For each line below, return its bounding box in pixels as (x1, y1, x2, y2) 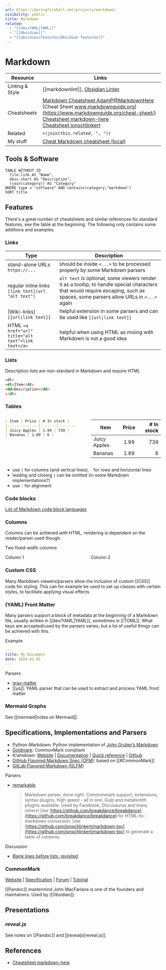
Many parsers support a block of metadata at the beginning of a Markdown (5, 613, 158, 619)
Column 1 (5, 554, 24, 560)
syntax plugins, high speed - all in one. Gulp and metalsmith (24, 797, 147, 803)
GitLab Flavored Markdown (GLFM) (12, 762, 84, 768)
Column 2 (90, 554, 111, 560)
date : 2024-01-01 (5, 656, 41, 662)
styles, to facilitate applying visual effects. (5, 589, 91, 595)
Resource (11, 74, 35, 81)
